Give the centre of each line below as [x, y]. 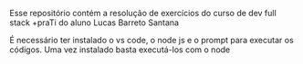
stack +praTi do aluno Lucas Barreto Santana [94, 23]
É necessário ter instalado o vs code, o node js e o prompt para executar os [151, 40]
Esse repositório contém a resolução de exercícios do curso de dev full [143, 13]
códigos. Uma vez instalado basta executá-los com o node [120, 50]
